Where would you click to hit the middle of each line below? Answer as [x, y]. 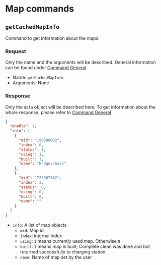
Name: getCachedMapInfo [38, 77]
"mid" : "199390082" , [40, 140]
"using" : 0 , [31, 192]
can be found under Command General [46, 68]
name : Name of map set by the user [56, 257]
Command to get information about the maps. [52, 38]
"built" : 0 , [31, 197]
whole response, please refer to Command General [58, 112]
